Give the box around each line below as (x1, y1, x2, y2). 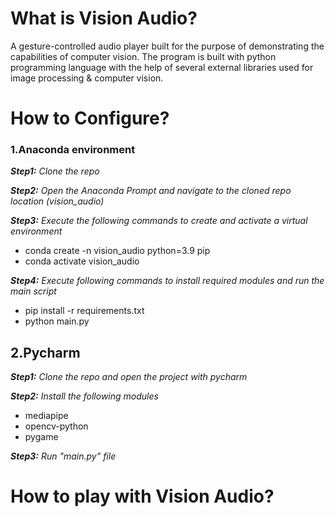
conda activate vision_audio (24, 255, 140, 267)
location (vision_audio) (10, 195, 105, 207)
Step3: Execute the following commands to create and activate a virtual (10, 215, 308, 227)
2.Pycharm (10, 344, 81, 361)
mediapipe (24, 410, 69, 422)
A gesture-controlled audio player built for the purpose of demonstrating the (10, 40, 325, 52)
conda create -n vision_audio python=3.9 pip (24, 245, 211, 257)
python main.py (24, 315, 90, 327)
